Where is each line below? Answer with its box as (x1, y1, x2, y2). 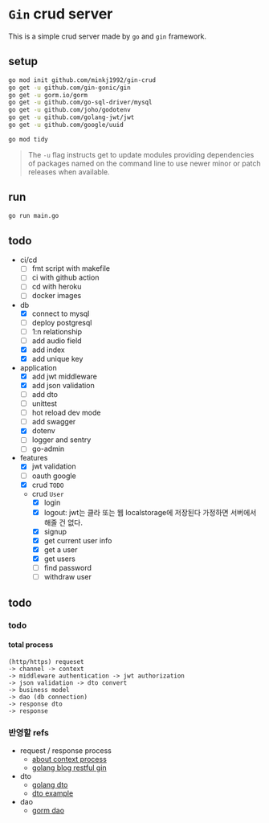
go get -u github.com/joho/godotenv (8, 106, 131, 114)
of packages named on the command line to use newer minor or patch (27, 158, 261, 168)
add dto (31, 390, 59, 399)
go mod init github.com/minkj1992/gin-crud (8, 76, 157, 84)
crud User (31, 489, 64, 498)
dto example (31, 788, 74, 798)
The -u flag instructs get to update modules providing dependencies (27, 149, 255, 159)
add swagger (31, 417, 76, 427)
